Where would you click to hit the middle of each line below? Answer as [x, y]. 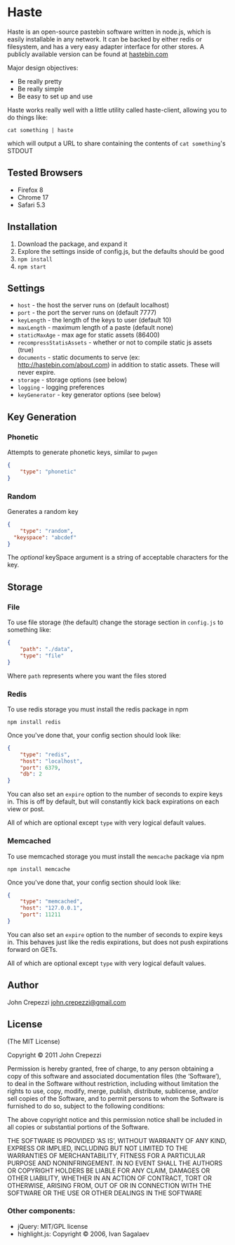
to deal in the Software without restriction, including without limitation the [113, 1083]
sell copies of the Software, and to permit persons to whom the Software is [116, 1098]
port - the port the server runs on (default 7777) [87, 313]
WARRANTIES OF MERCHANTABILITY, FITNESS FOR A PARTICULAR [106, 1155]
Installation [32, 227]
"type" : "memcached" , [51, 902]
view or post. [26, 809]
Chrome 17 [33, 197]
